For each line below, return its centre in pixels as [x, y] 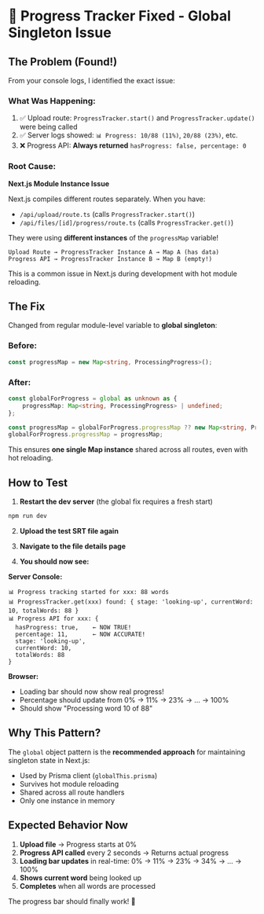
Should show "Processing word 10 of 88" [86, 708]
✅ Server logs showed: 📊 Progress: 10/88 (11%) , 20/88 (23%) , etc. [128, 135]
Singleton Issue [60, 33]
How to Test [38, 483]
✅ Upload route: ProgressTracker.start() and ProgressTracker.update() [137, 118]
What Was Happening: [52, 101]
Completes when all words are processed [87, 886]
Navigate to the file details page [73, 546]
